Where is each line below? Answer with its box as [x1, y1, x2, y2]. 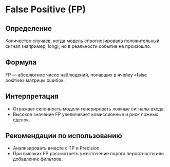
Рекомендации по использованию [5, 132, 122, 140]
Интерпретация [5, 92, 59, 101]
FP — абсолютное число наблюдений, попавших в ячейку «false [5, 71, 147, 78]
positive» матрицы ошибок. [5, 77, 65, 83]
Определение [5, 24, 52, 33]
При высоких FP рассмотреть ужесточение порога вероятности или [12, 151, 164, 157]
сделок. [12, 117, 30, 123]
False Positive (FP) [5, 4, 86, 15]
